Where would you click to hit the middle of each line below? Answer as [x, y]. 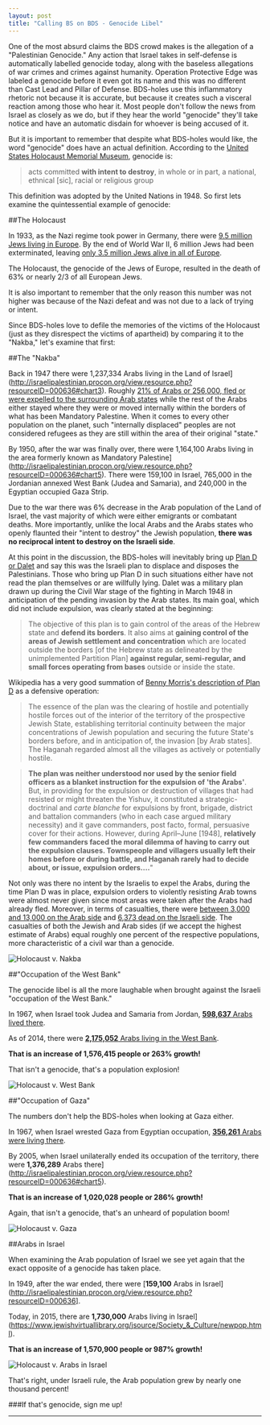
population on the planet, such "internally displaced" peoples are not [122, 424]
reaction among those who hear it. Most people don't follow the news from [132, 106]
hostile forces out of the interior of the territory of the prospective [137, 715]
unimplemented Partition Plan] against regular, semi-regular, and [137, 658]
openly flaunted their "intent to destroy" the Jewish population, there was [130, 533]
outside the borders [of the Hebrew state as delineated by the [130, 650]
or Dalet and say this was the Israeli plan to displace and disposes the [124, 565]
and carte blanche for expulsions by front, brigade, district [156, 807]
